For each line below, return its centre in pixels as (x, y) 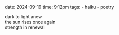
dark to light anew (24, 17)
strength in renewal (25, 27)
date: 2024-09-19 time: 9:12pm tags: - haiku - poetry (60, 7)
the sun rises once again (30, 22)
